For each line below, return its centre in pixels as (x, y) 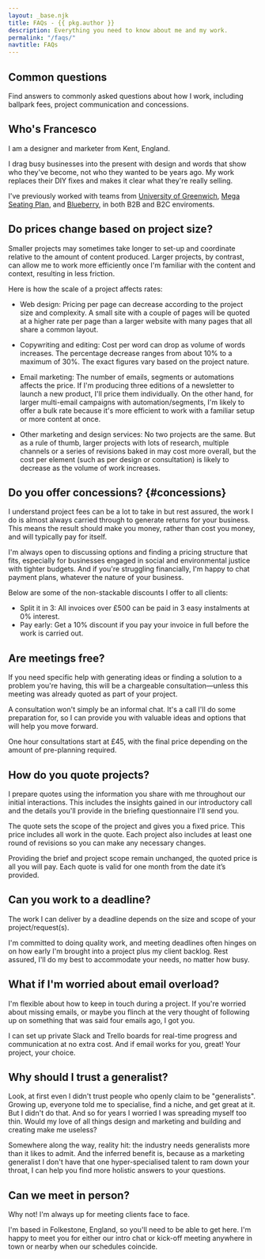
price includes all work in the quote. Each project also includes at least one (130, 834)
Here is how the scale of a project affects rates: (85, 289)
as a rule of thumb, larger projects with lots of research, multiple (124, 442)
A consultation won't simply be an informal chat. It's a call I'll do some (122, 710)
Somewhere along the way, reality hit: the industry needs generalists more (129, 1145)
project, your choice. (42, 1052)
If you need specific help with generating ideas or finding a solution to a (125, 677)
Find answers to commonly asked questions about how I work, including (126, 96)
